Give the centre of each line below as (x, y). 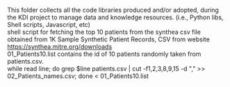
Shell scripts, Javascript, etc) (49, 25)
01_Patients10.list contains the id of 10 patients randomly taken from (104, 54)
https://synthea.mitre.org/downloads (60, 47)
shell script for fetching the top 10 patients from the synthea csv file (104, 32)
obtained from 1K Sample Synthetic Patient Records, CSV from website (108, 39)
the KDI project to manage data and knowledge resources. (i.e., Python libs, (115, 17)
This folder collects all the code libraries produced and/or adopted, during (113, 10)
